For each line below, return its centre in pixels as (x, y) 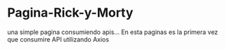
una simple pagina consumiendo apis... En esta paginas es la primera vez (113, 32)
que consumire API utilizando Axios (58, 39)
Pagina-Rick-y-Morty (71, 13)
